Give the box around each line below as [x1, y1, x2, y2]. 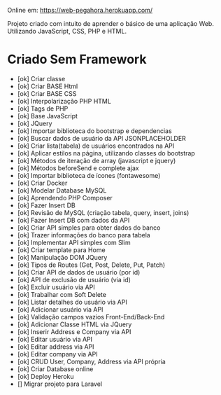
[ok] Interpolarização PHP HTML [17, 97, 112, 105]
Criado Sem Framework [7, 52, 147, 67]
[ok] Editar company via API [17, 349, 98, 358]
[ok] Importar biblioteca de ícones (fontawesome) [17, 171, 161, 179]
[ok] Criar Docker [17, 179, 68, 187]
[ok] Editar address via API [17, 342, 94, 351]
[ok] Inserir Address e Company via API [17, 327, 131, 335]
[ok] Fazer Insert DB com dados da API [17, 216, 130, 224]
